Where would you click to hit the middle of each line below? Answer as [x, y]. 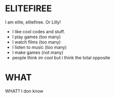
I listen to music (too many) [39, 47]
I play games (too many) [36, 37]
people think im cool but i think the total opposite [61, 57]
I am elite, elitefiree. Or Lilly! [33, 22]
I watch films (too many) [36, 42]
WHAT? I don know [24, 91]
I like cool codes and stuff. [38, 31]
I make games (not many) [38, 52]
